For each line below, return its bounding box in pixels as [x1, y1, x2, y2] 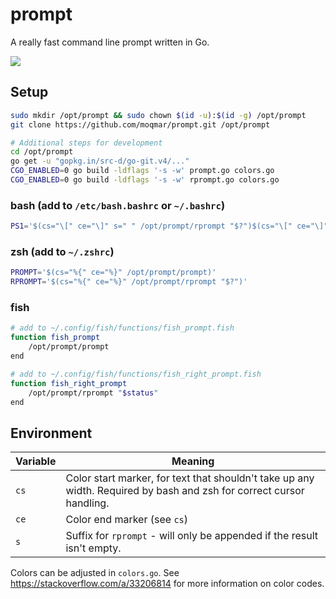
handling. [65, 496, 110, 510]
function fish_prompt [10, 333, 101, 343]
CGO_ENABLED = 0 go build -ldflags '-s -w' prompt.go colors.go [10, 166, 275, 176]
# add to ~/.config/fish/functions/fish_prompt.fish [10, 323, 235, 333]
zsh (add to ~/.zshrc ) [10, 244, 115, 258]
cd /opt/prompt [10, 147, 74, 157]
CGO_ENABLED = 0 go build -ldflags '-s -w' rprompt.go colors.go [10, 175, 280, 185]
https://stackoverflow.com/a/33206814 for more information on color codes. [10, 578, 325, 590]
